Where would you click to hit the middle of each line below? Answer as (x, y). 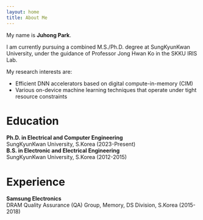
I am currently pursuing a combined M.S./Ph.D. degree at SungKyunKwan (98, 47)
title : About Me (27, 18)
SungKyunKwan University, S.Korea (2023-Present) (71, 144)
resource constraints (41, 96)
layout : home (23, 12)
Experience (36, 182)
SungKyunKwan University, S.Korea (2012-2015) (66, 157)
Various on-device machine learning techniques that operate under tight (106, 90)
